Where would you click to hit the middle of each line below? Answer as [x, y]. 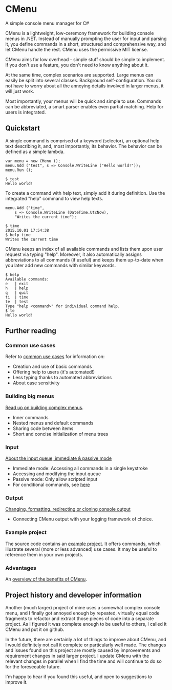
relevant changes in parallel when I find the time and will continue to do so [84, 661]
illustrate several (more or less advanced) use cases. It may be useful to [81, 549]
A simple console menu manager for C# [47, 23]
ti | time [17, 297]
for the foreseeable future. [33, 666]
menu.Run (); [19, 170]
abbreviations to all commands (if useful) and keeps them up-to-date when [84, 259]
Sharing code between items [43, 428]
